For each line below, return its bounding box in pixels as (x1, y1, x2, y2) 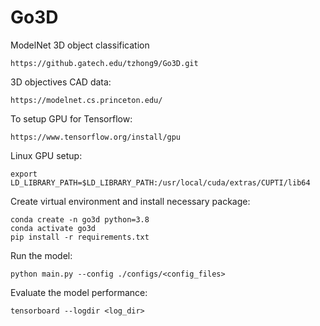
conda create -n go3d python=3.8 (10, 214, 150, 225)
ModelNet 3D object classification (10, 39, 150, 51)
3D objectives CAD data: (10, 76, 112, 88)
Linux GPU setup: (10, 149, 83, 161)
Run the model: (10, 249, 73, 261)
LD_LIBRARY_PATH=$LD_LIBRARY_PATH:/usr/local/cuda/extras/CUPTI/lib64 (10, 177, 311, 188)
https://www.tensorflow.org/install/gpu (10, 132, 182, 142)
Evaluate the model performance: (10, 286, 148, 298)
